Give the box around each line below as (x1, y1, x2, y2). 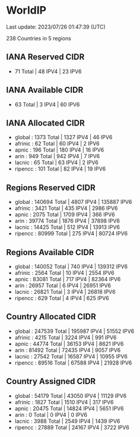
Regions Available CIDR (6, 247, 94, 257)
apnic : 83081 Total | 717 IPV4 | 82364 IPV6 (14, 276, 121, 282)
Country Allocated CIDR (6, 312, 97, 322)
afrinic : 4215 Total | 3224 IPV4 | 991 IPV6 (14, 334, 117, 341)
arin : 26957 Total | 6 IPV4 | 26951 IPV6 (14, 282, 112, 289)
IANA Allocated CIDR (6, 118, 85, 128)
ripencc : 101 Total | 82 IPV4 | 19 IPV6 (14, 165, 106, 172)
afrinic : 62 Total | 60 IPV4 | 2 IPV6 (14, 140, 100, 147)
